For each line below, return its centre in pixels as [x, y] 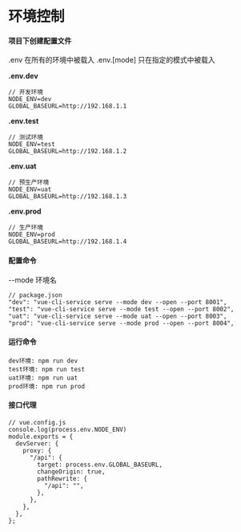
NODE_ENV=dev [30, 99]
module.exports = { [41, 437]
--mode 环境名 [33, 280]
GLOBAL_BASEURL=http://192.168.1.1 [68, 106]
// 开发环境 [26, 92]
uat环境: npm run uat [43, 378]
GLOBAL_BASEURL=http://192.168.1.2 [68, 152]
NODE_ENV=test [32, 144]
